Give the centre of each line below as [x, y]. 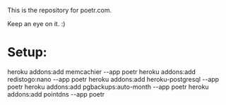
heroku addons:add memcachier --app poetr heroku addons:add [102, 72]
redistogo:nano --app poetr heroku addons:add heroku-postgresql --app [113, 79]
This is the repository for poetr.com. [59, 10]
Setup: [27, 52]
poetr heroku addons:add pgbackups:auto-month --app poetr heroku [108, 87]
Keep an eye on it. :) [36, 24]
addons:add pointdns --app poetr [56, 94]
